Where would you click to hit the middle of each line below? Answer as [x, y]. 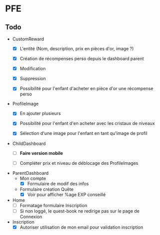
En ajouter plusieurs [40, 114]
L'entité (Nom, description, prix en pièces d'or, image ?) [77, 49]
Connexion [31, 217]
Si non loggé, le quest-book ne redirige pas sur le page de [80, 211]
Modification [33, 69]
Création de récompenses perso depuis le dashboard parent [82, 59]
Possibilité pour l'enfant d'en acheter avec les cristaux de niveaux [87, 123]
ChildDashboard [29, 143]
